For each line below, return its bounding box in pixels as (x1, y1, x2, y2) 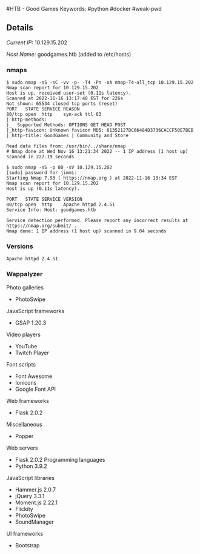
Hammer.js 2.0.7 (15, 485, 56, 493)
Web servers (6, 444, 38, 451)
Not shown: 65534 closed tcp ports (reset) (6, 101, 118, 107)
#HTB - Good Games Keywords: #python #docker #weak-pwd (6, 5, 162, 12)
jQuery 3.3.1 (15, 492, 45, 499)
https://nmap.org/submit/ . (6, 223, 78, 229)
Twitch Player (15, 349, 50, 356)
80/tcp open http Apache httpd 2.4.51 (6, 201, 115, 208)
